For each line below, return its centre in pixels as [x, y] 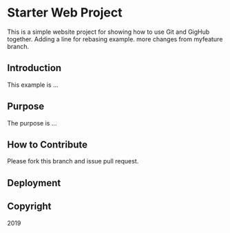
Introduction [34, 68]
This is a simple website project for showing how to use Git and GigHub [108, 32]
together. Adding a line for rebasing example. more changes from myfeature [115, 39]
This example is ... [33, 85]
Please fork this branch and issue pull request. [73, 161]
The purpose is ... [32, 123]
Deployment [34, 183]
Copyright [29, 206]
